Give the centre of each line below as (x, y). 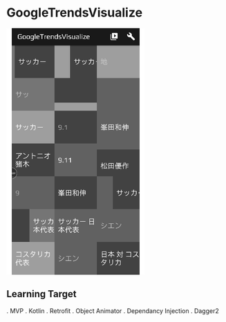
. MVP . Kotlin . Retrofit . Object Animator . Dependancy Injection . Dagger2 (113, 311)
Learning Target (41, 294)
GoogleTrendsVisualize (75, 13)
